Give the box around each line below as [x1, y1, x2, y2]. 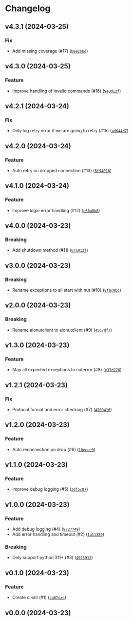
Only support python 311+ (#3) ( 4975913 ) [12, 555, 94, 561]
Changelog [5, 3, 51, 14]
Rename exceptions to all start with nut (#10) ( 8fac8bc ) [12, 287, 121, 293]
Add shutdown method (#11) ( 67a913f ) [12, 247, 89, 253]
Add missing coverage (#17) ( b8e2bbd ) [12, 48, 88, 54]
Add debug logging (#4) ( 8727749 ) [12, 526, 80, 532]
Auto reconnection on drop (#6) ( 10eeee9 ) [12, 446, 96, 452]
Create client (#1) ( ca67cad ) [12, 595, 67, 601]
